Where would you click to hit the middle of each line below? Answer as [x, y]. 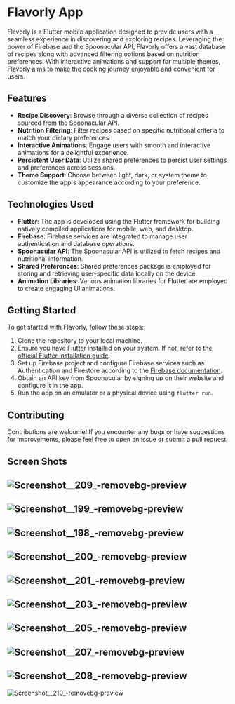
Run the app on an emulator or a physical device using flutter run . [115, 393]
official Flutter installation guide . [64, 356]
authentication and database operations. [76, 243]
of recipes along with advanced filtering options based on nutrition [103, 54]
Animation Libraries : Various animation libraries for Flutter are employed [122, 280]
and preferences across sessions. [66, 167]
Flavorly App [45, 12]
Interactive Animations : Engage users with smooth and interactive [114, 145]
